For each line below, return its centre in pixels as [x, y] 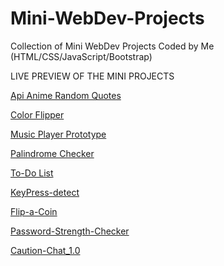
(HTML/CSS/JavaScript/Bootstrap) [81, 56]
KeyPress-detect [45, 192]
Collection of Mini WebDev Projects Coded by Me [112, 46]
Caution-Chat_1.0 [45, 250]
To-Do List [32, 173]
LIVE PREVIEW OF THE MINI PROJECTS [92, 76]
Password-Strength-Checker [70, 231]
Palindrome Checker [52, 153]
